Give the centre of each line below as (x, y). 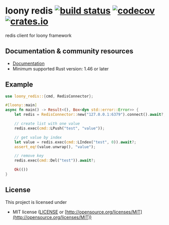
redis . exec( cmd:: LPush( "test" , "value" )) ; (60, 128)
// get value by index (38, 137)
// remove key (29, 156)
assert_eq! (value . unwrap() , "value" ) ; (55, 147)
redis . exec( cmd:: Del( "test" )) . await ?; (55, 161)
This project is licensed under (36, 202)
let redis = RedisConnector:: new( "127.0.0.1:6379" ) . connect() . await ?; (90, 115)
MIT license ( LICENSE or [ (39, 212)
